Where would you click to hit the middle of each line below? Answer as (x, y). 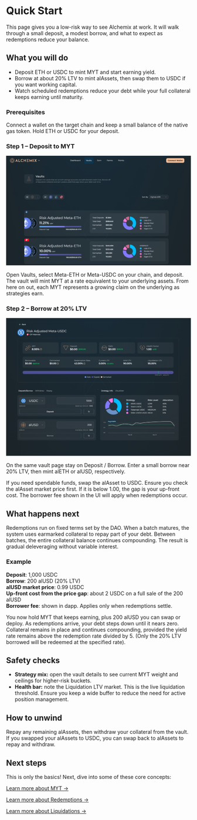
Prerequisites (26, 112)
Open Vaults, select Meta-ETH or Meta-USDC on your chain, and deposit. (95, 274)
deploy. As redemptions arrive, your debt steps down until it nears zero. (93, 623)
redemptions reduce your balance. (48, 39)
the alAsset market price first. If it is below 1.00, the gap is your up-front (93, 489)
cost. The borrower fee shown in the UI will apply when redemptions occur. (97, 495)
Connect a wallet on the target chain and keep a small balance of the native (97, 125)
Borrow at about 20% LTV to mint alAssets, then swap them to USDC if (100, 78)
